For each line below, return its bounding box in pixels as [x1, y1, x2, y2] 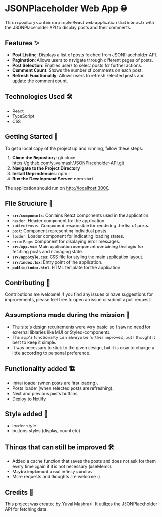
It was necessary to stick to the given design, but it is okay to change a [12, 344, 155, 350]
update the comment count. [12, 78, 68, 84]
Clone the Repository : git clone [12, 155, 76, 161]
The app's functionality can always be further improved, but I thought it [12, 334, 155, 340]
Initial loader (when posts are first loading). [12, 380, 98, 386]
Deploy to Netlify [12, 396, 46, 402]
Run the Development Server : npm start [12, 176, 94, 181]
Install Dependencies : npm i [12, 171, 70, 177]
